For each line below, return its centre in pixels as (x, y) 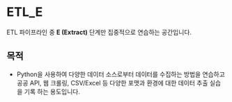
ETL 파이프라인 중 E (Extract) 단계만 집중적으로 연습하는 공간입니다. (99, 32)
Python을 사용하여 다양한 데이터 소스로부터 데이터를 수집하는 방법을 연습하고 (121, 74)
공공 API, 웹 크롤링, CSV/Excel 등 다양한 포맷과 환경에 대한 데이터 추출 (112, 83)
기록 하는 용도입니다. (52, 92)
